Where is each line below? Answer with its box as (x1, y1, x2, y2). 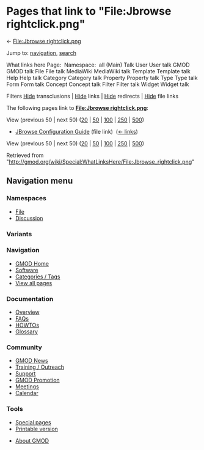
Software (15, 266, 38, 274)
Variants (6, 230, 32, 238)
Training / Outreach (15, 363, 65, 371)
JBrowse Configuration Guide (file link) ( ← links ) (15, 128, 139, 135)
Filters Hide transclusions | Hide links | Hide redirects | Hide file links (6, 92, 179, 100)
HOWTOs (15, 322, 40, 329)
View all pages (15, 279, 53, 286)
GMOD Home (15, 259, 49, 267)
